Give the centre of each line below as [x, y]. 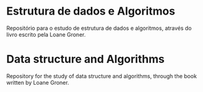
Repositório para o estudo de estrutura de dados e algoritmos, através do [99, 28]
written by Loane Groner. [38, 82]
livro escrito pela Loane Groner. [46, 34]
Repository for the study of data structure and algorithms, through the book [102, 76]
